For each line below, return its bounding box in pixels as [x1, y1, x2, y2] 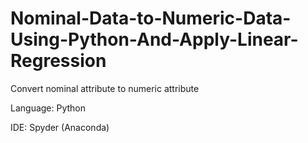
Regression [10, 50, 107, 72]
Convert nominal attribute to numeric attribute [10, 82, 200, 94]
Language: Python [10, 102, 87, 114]
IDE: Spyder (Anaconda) [10, 121, 110, 133]
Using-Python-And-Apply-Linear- [10, 28, 299, 51]
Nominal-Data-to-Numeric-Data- [10, 7, 292, 30]
